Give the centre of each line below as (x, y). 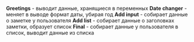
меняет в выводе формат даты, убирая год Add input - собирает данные (97, 14)
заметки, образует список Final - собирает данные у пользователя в (92, 26)
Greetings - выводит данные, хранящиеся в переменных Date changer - (96, 8)
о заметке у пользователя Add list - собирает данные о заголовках (90, 20)
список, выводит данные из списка (50, 33)
